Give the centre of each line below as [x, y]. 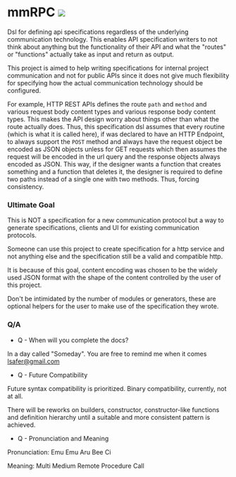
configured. [24, 90]
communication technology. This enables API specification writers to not [112, 39]
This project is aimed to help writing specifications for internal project [108, 68]
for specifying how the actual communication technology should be [105, 83]
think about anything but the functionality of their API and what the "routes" [117, 47]
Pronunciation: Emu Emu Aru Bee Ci [59, 452]
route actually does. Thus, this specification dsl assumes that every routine [116, 126]
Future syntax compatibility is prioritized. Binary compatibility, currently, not [117, 388]
